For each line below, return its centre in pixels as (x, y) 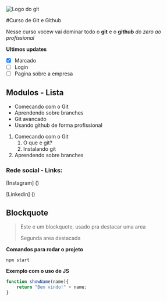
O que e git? (38, 143)
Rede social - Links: (34, 170)
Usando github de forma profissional (58, 125)
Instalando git (40, 149)
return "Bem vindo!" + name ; (52, 287)
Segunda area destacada (50, 238)
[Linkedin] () (21, 194)
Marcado (25, 60)
